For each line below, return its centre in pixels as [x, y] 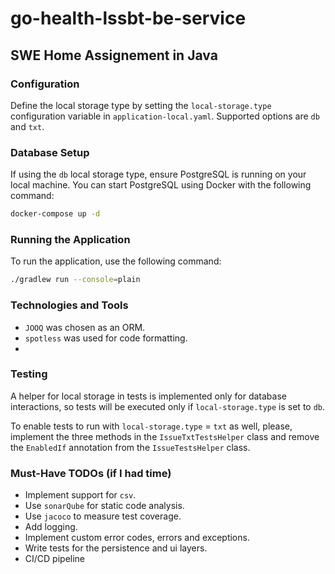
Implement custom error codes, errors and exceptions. [137, 538]
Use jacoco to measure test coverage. [103, 516]
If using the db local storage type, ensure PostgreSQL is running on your [158, 174]
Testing [29, 374]
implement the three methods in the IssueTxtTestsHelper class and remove [165, 436]
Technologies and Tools [69, 305]
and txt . [27, 126]
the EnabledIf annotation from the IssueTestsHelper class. [130, 447]
